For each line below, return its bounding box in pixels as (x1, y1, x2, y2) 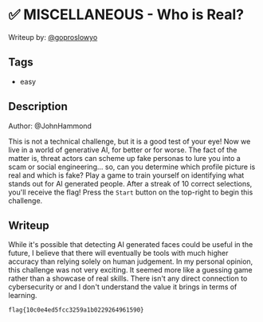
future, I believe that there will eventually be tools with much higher (8, 249, 229, 258)
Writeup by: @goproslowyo (8, 32, 98, 41)
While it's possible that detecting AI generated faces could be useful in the (8, 240, 253, 249)
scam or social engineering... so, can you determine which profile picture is (8, 162, 256, 171)
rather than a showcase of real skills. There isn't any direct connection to (8, 273, 248, 284)
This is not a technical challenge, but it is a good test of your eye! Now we (8, 136, 251, 146)
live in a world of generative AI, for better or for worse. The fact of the (8, 145, 237, 155)
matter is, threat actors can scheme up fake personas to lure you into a (8, 153, 241, 163)
